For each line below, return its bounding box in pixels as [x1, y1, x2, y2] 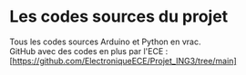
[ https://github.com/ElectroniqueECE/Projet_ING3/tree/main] [9, 55, 237, 66]
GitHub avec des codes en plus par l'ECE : [9, 45, 169, 56]
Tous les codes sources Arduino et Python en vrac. [9, 36, 201, 47]
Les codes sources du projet [9, 6, 229, 27]
